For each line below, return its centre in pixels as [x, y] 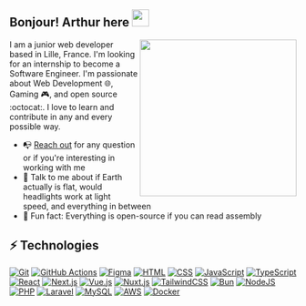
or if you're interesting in [69, 158]
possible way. [35, 126]
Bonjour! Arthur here [70, 22]
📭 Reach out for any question [79, 144]
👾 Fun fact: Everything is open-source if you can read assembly [142, 216]
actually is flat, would [62, 187]
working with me [54, 167]
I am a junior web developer [61, 44]
